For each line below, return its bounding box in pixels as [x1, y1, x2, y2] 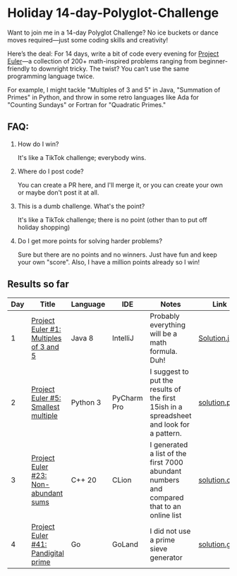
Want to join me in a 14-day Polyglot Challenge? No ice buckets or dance [7, 28, 219, 37]
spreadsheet [150, 410, 192, 420]
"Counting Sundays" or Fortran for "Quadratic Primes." [7, 100, 166, 109]
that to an [150, 501, 181, 511]
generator [150, 552, 183, 562]
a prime [150, 534, 175, 544]
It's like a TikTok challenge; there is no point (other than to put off [17, 215, 207, 223]
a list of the [150, 448, 187, 458]
